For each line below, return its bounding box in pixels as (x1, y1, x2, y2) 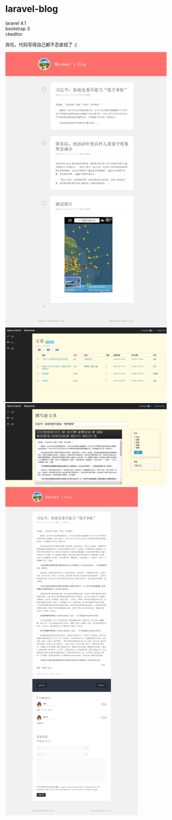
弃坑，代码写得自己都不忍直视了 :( (5, 42, 77, 48)
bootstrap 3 (5, 25, 30, 31)
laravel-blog (5, 3, 58, 15)
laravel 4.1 (5, 20, 27, 26)
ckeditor (5, 31, 23, 37)
